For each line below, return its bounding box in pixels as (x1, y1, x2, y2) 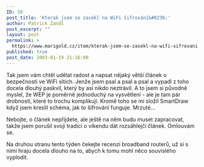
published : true (6, 49, 48, 55)
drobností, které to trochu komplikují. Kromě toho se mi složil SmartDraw (6, 97, 189, 105)
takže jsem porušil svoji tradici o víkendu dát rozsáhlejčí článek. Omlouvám (6, 122, 195, 129)
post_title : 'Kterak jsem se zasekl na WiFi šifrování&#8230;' (6, 15, 171, 21)
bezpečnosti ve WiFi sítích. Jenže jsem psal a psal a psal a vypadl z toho (6, 78, 189, 85)
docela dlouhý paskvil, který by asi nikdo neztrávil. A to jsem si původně (6, 84, 188, 92)
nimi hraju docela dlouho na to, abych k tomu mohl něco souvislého (6, 147, 176, 154)
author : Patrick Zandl (6, 20, 64, 26)
